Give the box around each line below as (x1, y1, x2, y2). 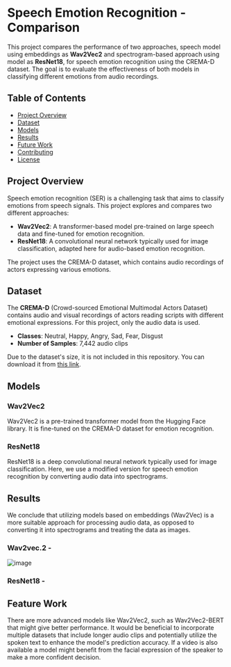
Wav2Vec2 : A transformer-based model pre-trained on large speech (17, 222, 214, 230)
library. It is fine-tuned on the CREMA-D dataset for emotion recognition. (7, 424, 214, 433)
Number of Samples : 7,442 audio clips (17, 339, 128, 348)
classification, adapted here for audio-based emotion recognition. (17, 244, 205, 252)
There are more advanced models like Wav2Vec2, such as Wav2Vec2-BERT (7, 616, 224, 625)
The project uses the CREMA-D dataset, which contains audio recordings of (7, 257, 224, 266)
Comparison (7, 19, 80, 35)
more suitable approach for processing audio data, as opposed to (7, 518, 194, 527)
